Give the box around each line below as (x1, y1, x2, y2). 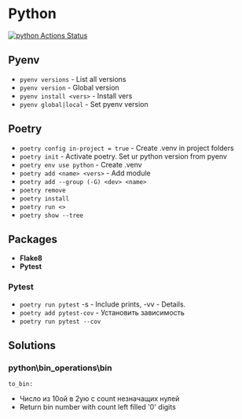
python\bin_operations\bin (8, 362, 112, 373)
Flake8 (19, 253, 43, 263)
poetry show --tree (19, 211, 84, 219)
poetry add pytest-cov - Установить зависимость (19, 307, 185, 317)
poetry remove (19, 186, 66, 194)
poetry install (19, 194, 70, 203)
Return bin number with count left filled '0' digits (19, 402, 177, 412)
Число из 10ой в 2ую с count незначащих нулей (19, 394, 180, 403)
